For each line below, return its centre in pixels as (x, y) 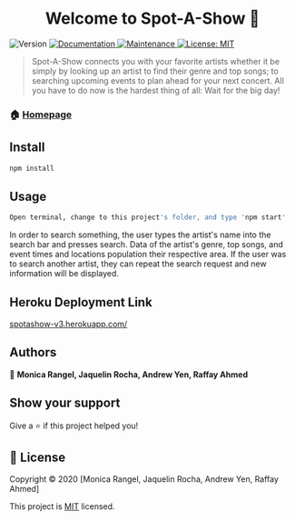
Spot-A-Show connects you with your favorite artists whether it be (155, 61)
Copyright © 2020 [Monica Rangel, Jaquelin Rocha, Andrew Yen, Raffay (144, 479)
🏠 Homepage (41, 115)
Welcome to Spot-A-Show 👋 (152, 19)
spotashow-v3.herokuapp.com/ (69, 324)
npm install (32, 168)
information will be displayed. (64, 274)
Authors (33, 352)
